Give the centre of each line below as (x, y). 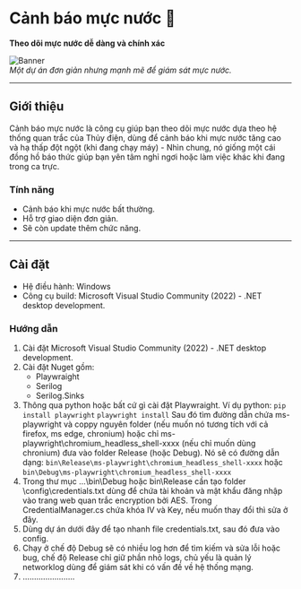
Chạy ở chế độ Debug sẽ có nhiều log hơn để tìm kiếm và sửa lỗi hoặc (151, 548)
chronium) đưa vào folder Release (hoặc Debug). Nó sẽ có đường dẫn (151, 453)
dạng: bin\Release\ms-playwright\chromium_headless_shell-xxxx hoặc (153, 463)
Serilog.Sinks (60, 396)
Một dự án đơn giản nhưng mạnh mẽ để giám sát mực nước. (120, 70)
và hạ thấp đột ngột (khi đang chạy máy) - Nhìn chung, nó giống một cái (142, 147)
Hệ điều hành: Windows (66, 286)
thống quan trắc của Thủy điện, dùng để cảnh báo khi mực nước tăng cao (146, 137)
